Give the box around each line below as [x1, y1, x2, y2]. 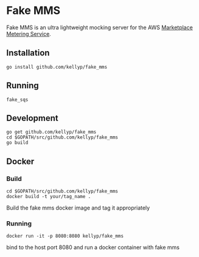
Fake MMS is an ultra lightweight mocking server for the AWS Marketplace [6, 24, 193, 31]
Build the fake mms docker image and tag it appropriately [6, 204, 150, 211]
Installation [6, 48, 50, 58]
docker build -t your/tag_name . [6, 194, 91, 200]
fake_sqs [6, 97, 29, 103]
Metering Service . [6, 30, 52, 37]
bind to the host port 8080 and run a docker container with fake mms [6, 244, 180, 251]
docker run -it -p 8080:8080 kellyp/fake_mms [6, 233, 124, 239]
